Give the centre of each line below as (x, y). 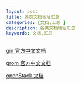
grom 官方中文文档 (29, 63)
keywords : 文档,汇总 (29, 33)
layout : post (22, 11)
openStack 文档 (25, 76)
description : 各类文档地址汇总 (41, 28)
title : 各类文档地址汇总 (33, 17)
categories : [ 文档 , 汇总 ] (36, 22)
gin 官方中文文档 (26, 51)
